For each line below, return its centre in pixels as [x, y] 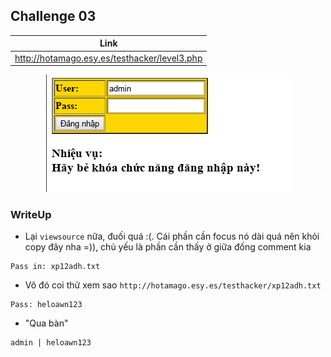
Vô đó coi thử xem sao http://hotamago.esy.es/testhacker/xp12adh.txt [173, 285]
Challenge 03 [53, 16]
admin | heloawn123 [51, 343]
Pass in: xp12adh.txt [55, 267]
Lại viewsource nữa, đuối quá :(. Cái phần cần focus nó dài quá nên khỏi [172, 236]
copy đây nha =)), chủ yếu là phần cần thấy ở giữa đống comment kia [168, 247]
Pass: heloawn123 [46, 305]
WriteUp [31, 214]
